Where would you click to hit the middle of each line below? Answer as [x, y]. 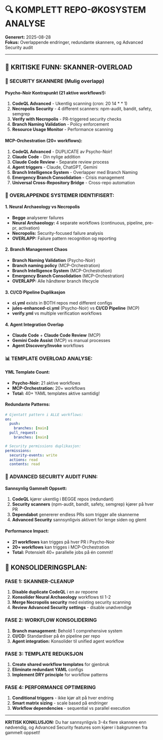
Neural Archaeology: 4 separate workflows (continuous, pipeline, [78, 223]
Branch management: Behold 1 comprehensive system [67, 631]
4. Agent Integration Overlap [34, 324]
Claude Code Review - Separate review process [60, 162]
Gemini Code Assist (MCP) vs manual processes [61, 341]
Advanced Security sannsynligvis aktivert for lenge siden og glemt [79, 520]
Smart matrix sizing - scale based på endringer [60, 703]
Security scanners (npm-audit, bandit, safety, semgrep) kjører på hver [83, 504]
